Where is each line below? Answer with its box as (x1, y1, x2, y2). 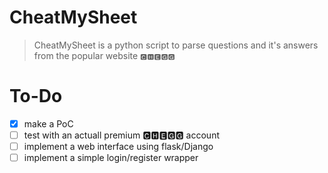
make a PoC (23, 117, 74, 130)
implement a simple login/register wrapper (23, 152, 199, 164)
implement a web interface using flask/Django (23, 141, 214, 152)
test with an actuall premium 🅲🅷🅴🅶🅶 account (23, 129, 220, 141)
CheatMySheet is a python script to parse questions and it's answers (33, 39, 319, 51)
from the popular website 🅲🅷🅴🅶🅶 (33, 49, 176, 61)
